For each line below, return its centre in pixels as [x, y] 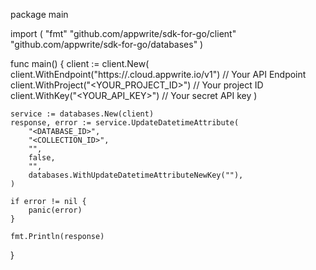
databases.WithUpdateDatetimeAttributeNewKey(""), [136, 175]
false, [42, 158]
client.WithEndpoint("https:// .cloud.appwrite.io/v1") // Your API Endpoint [158, 74]
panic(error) [55, 210]
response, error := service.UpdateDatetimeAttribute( [125, 123]
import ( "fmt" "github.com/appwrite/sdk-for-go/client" [123, 33]
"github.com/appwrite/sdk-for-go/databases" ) [107, 44]
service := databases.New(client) [82, 114]
